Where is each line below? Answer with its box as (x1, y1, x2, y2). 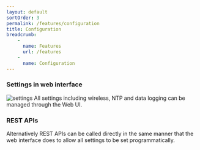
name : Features (22, 43, 62, 50)
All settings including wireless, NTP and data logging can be (34, 94, 185, 102)
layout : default (6, 9, 48, 15)
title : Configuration (6, 26, 62, 32)
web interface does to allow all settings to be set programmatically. (6, 137, 176, 144)
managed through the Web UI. (6, 100, 83, 108)
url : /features (22, 49, 62, 55)
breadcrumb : (6, 32, 37, 38)
